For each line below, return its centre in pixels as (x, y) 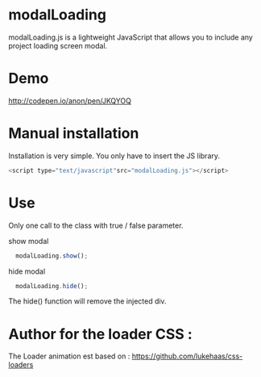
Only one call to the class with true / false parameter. (96, 225)
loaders (21, 365)
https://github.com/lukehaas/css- (187, 356)
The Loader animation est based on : (69, 356)
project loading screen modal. (58, 45)
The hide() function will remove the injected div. (87, 301)
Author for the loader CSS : (101, 334)
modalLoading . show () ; (52, 256)
